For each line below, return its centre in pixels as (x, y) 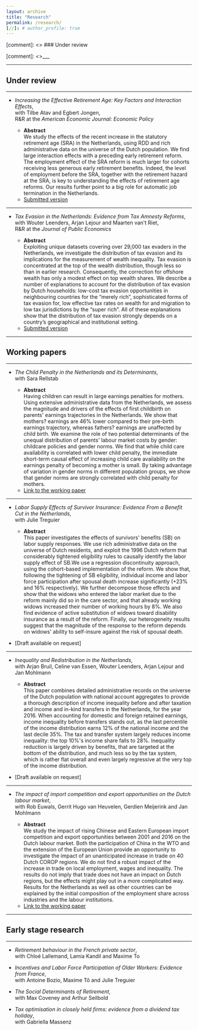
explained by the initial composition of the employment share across (106, 893)
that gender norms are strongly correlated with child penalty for (101, 477)
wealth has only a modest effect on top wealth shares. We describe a (107, 278)
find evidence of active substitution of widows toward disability (100, 612)
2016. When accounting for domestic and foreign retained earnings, (105, 715)
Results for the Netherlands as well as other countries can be (98, 887)
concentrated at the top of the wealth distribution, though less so (102, 266)
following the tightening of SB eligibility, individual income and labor (105, 575)
